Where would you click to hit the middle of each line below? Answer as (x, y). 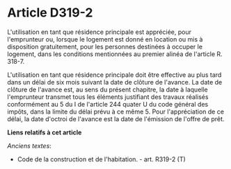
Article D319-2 (50, 13)
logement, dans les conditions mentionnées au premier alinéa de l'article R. (115, 54)
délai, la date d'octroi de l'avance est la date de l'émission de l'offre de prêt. (116, 118)
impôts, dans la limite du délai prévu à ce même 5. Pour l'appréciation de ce (116, 112)
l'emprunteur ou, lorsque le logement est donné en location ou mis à (105, 39)
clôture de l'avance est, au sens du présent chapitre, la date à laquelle (107, 89)
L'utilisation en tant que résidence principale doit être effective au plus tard (114, 75)
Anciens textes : (30, 145)
